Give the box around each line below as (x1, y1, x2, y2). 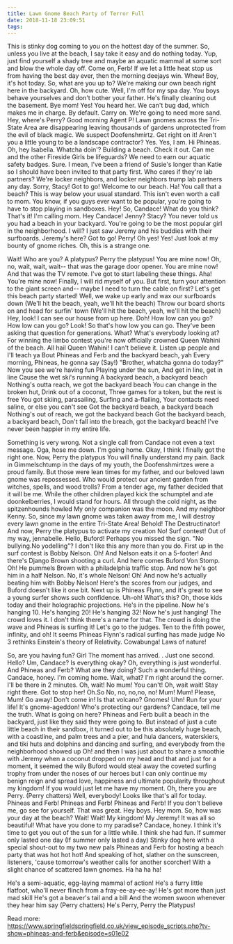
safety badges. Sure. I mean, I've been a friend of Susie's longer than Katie (7, 161, 223, 169)
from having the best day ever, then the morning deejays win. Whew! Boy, (7, 72, 219, 80)
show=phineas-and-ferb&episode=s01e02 (7, 929, 129, 938)
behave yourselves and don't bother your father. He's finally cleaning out (7, 94, 216, 102)
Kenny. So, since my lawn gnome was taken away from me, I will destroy (7, 512, 216, 521)
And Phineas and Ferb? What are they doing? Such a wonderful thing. (7, 666, 207, 674)
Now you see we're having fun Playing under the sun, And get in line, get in (7, 366, 223, 374)
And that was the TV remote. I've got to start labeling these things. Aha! (7, 270, 212, 278)
